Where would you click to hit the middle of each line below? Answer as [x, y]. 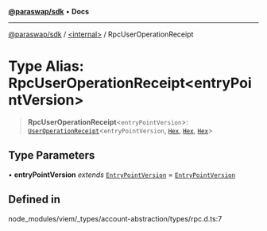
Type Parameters [52, 155]
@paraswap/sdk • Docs [49, 12]
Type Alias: [46, 66]
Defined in [35, 200]
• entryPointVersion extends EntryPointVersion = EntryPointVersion [122, 175]
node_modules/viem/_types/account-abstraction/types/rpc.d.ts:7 [115, 218]
